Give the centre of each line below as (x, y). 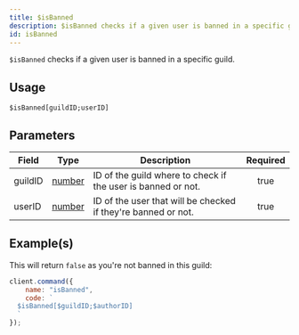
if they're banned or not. (143, 212)
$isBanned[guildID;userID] (59, 108)
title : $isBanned (41, 17)
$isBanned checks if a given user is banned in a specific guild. (122, 60)
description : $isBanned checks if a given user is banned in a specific (147, 26)
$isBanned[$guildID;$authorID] (75, 306)
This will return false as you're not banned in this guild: (111, 265)
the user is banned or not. (146, 186)
